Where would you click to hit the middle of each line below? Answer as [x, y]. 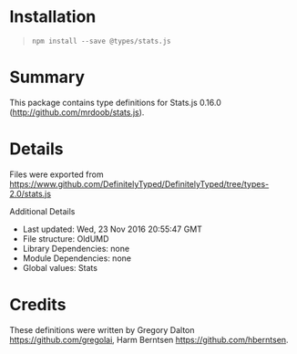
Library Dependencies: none [76, 248]
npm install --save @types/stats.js [101, 41]
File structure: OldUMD [66, 238]
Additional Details [42, 211]
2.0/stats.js [31, 193]
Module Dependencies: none [77, 258]
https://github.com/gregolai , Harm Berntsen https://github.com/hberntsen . [149, 339]
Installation [53, 17]
